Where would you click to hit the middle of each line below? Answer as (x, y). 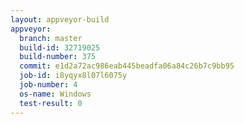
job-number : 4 (48, 85)
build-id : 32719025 (60, 47)
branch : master (51, 38)
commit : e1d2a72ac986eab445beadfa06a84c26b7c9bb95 (127, 66)
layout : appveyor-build (60, 19)
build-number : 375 (58, 57)
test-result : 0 (51, 103)
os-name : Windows (55, 94)
